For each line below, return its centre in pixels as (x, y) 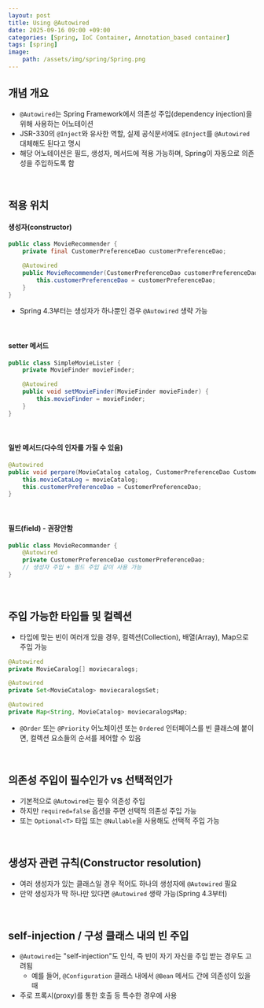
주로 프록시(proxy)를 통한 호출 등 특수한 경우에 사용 (98, 995)
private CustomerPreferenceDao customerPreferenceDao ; (114, 560)
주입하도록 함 (54, 163)
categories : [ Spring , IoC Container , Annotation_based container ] (119, 37)
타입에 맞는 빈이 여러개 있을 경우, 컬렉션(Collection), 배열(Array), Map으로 (134, 637)
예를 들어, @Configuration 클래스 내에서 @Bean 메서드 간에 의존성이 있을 (141, 976)
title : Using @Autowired (49, 23)
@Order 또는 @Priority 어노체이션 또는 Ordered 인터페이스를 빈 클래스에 (129, 728)
